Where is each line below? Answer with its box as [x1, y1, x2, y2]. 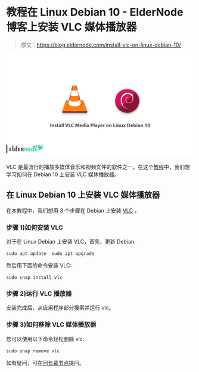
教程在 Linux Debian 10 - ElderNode [6, 5, 184, 19]
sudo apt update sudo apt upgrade [6, 251, 95, 257]
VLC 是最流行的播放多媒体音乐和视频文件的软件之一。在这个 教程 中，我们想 [6, 164, 191, 171]
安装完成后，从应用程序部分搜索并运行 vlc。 [6, 304, 114, 311]
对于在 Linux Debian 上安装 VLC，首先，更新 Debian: [6, 238, 136, 245]
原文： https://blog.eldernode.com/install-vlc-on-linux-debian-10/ [20, 41, 181, 48]
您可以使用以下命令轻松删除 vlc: [6, 335, 85, 342]
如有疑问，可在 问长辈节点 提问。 [6, 359, 85, 366]
